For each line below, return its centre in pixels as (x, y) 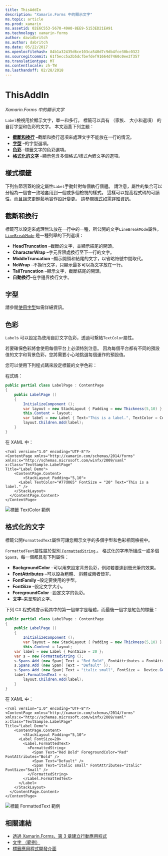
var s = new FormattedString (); (49, 656)
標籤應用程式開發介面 (34, 848)
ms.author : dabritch (27, 43)
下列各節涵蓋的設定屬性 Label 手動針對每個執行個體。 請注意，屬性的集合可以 (84, 186)
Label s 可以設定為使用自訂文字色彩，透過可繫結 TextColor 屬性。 (71, 338)
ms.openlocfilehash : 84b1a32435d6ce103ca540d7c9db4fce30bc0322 (72, 52)
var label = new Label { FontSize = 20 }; (59, 651)
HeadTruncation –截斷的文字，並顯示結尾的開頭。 (64, 246)
